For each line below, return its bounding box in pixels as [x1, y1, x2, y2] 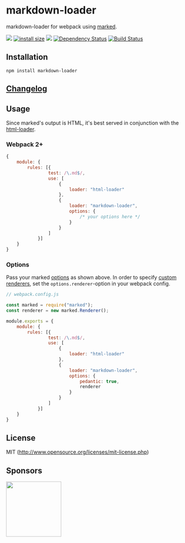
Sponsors [6, 465, 42, 475]
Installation [6, 52, 48, 62]
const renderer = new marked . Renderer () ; [6, 308, 109, 314]
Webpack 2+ [6, 140, 43, 148]
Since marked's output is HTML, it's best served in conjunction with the [6, 119, 179, 126]
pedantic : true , [79, 378, 119, 384]
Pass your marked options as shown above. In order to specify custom [6, 274, 177, 281]
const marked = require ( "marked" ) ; [6, 302, 93, 308]
